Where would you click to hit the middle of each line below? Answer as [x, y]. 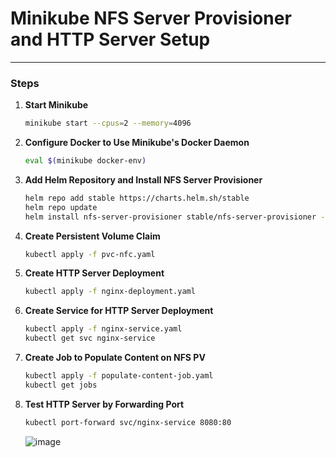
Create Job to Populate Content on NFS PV [115, 358]
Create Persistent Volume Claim [92, 236]
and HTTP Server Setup [110, 39]
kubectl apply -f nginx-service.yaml [103, 329]
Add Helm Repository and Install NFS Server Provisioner [143, 179]
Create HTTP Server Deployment [94, 273]
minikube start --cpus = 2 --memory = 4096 [108, 123]
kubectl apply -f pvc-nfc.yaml [90, 254]
